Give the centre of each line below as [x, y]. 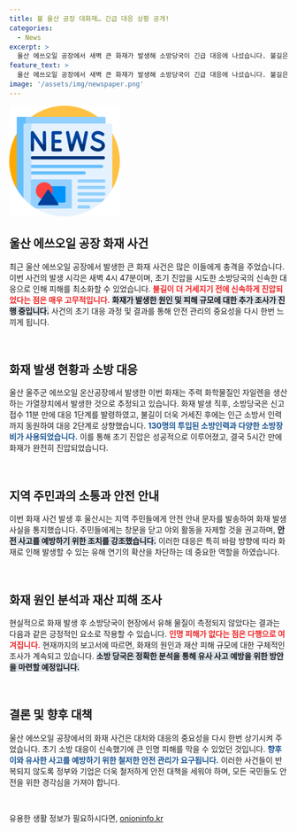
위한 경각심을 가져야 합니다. [73, 782]
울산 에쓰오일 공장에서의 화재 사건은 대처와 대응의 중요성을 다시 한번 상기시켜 [141, 738]
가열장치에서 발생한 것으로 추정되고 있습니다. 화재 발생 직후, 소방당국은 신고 [155, 404]
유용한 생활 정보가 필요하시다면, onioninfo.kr [86, 818]
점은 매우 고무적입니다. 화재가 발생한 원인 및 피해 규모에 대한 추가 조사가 [154, 299]
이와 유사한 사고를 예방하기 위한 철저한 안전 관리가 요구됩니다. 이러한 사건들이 [141, 760]
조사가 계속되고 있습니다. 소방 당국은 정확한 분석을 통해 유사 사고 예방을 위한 [138, 656]
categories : [31, 28]
